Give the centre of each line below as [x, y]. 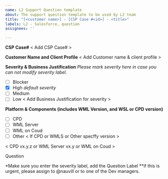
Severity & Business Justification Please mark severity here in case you [81, 67]
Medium [21, 93]
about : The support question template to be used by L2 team [71, 15]
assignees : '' [20, 29]
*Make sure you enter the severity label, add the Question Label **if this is [82, 166]
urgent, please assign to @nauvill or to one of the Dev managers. [72, 171]
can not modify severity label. [36, 72]
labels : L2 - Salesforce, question [43, 24]
